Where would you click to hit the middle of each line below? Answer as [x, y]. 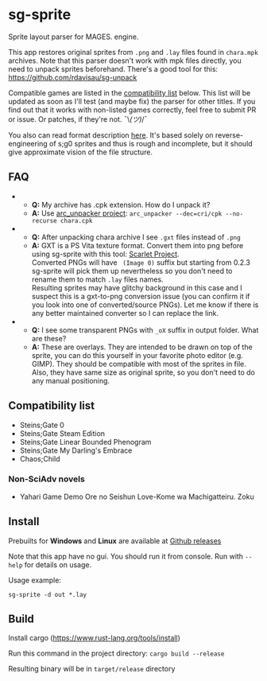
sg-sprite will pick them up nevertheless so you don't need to [132, 270]
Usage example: [35, 580]
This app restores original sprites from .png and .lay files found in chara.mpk [133, 52]
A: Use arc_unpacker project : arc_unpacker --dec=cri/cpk [127, 213]
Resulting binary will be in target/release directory [92, 669]
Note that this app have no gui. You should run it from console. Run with [126, 556]
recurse [44, 220]
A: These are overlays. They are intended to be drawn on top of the [142, 347]
